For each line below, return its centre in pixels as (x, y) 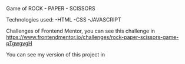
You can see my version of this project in (55, 54)
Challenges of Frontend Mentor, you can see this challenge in (80, 31)
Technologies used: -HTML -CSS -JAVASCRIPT (64, 19)
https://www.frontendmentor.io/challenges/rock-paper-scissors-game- (92, 37)
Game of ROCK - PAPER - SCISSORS (51, 8)
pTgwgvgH (19, 43)
